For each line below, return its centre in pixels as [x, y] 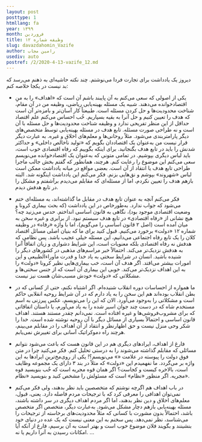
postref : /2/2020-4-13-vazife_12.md [52, 62]
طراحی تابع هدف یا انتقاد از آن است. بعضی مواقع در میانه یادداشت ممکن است [103, 168]
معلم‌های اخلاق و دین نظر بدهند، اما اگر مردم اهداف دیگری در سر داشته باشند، [102, 400]
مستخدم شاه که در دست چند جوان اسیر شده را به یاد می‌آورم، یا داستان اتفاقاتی [105, 306]
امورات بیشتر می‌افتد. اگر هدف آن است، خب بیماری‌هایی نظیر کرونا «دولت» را [103, 263]
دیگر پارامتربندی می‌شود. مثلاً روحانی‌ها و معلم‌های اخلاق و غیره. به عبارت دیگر [102, 135]
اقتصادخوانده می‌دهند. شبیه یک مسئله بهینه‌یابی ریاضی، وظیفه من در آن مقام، [101, 104]
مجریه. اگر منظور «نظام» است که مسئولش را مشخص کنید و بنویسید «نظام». [102, 375]
